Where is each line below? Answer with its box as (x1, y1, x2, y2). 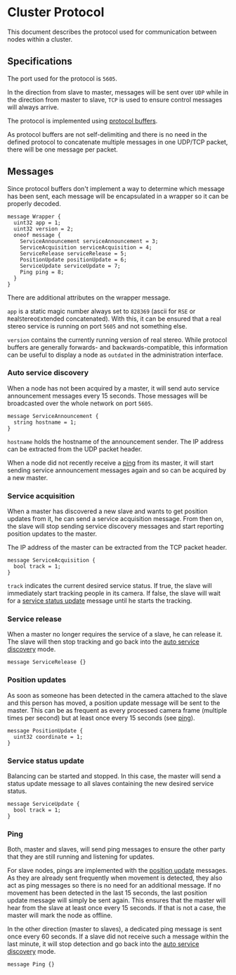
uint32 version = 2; (13, 225, 74, 233)
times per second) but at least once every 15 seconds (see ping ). (7, 713, 195, 722)
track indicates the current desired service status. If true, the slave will (7, 582, 212, 590)
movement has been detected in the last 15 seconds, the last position (7, 889, 207, 897)
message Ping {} (7, 961, 55, 968)
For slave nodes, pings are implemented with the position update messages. (7, 866, 228, 875)
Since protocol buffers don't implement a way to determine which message (7, 184, 225, 192)
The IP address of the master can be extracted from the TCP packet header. (7, 544, 227, 552)
